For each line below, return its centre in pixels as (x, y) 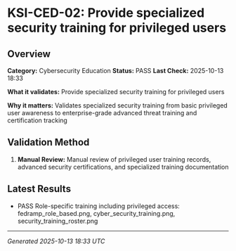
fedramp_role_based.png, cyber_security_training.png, (96, 213)
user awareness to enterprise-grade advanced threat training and (102, 113)
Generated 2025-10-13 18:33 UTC (56, 241)
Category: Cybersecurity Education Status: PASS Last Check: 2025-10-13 (116, 71)
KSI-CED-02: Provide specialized (106, 13)
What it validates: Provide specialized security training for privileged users (116, 92)
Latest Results (39, 189)
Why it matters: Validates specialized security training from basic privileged (118, 105)
